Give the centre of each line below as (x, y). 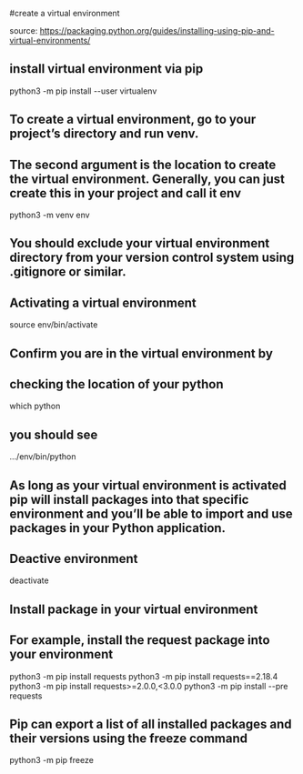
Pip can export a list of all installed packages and (151, 724)
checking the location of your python (116, 384)
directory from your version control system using (152, 258)
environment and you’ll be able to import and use (151, 513)
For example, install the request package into (140, 640)
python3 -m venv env (50, 215)
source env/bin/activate (54, 325)
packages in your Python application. (117, 528)
